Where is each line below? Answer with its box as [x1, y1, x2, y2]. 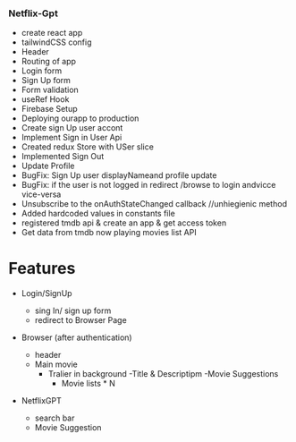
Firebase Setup [21, 104, 78, 115]
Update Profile [21, 160, 75, 172]
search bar [34, 412, 75, 423]
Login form [21, 65, 63, 76]
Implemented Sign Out [21, 151, 105, 162]
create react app [21, 28, 83, 38]
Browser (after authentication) [21, 332, 132, 343]
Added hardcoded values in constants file [21, 208, 175, 219]
